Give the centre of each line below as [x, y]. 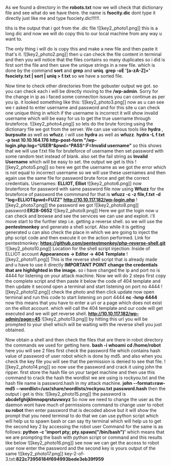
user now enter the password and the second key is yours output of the [80, 448]
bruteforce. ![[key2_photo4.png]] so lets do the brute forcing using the [79, 124]
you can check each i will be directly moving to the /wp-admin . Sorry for [82, 91]
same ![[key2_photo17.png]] [34, 453]
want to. [14, 39]
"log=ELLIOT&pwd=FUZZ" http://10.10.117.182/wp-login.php [70, 200]
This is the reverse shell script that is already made [104, 259]
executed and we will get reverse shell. [46, 314]
